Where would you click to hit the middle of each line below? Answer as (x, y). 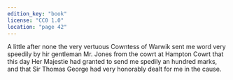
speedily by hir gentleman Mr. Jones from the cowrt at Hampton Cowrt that (115, 54)
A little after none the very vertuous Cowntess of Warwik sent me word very (116, 47)
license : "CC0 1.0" (36, 20)
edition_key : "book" (37, 14)
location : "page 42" (37, 27)
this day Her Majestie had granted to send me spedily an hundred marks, (112, 62)
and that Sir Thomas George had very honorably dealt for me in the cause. (114, 69)
